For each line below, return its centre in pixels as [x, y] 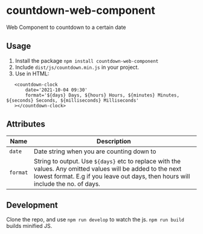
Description [114, 141]
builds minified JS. [29, 226]
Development [32, 205]
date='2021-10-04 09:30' [56, 90]
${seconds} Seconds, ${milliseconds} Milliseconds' [72, 100]
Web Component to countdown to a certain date [66, 27]
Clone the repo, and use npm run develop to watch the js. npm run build [95, 220]
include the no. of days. [67, 183]
